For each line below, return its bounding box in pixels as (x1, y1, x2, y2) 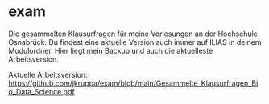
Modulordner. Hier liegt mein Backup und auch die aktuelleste (8, 46, 213, 55)
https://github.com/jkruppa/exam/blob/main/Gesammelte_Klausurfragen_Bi (8, 78, 259, 88)
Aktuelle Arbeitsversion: (8, 70, 88, 79)
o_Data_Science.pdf (8, 86, 75, 96)
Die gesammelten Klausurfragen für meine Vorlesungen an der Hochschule (8, 29, 258, 38)
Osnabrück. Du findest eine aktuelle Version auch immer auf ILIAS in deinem (8, 37, 262, 46)
